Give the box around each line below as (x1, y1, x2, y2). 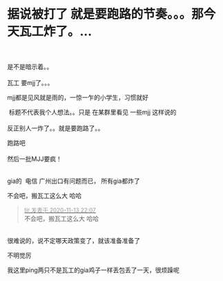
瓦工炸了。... (19, 24, 93, 39)
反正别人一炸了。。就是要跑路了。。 (7, 124, 104, 132)
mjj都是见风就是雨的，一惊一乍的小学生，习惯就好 (7, 93, 149, 101)
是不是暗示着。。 (7, 62, 53, 71)
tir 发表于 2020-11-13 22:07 (23, 206, 97, 214)
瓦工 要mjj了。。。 (7, 78, 54, 87)
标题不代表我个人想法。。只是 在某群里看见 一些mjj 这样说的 (8, 108, 177, 116)
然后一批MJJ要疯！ (7, 154, 62, 163)
